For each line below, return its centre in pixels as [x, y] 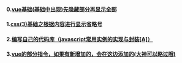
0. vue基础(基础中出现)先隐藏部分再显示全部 [62, 9]
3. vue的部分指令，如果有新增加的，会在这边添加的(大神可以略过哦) [91, 54]
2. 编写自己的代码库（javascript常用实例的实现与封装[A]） [80, 39]
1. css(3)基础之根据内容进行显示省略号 [55, 24]
